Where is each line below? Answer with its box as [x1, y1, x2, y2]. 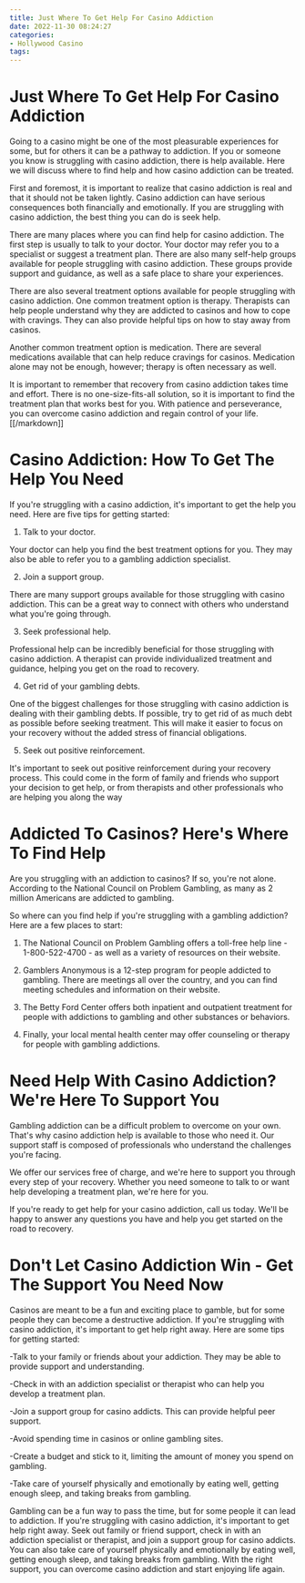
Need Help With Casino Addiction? [9, 1071, 277, 1091]
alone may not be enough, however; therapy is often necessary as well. [9, 362, 278, 373]
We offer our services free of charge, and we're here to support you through [9, 1167, 296, 1178]
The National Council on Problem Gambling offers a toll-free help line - [22, 937, 289, 948]
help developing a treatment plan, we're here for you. [9, 1186, 209, 1197]
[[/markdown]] [9, 418, 64, 429]
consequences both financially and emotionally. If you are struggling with [9, 202, 284, 213]
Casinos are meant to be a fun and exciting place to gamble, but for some [9, 1304, 285, 1315]
